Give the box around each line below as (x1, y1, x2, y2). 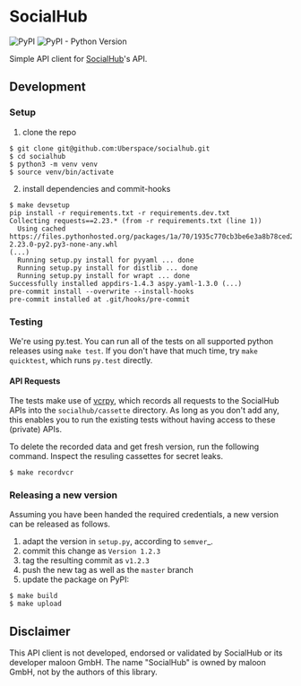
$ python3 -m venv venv (9, 160, 99, 169)
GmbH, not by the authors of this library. (9, 666, 159, 678)
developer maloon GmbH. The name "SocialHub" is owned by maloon (9, 657, 267, 668)
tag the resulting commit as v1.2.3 (21, 555, 150, 566)
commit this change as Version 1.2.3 (21, 545, 161, 557)
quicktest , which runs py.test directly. (9, 354, 153, 365)
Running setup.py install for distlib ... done (17, 263, 199, 273)
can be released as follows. (9, 518, 110, 530)
